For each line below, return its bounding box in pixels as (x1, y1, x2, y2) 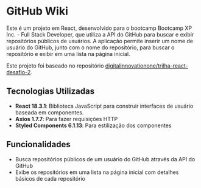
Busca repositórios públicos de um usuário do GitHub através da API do (15, 155, 196, 162)
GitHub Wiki (6, 4, 69, 18)
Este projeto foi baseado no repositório (6, 62, 104, 69)
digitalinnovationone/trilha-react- (105, 62, 189, 69)
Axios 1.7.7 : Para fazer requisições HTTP (15, 115, 118, 122)
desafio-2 (6, 68, 31, 75)
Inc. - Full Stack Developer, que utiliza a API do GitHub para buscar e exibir (6, 30, 194, 38)
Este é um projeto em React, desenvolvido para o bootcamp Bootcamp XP (6, 24, 192, 32)
